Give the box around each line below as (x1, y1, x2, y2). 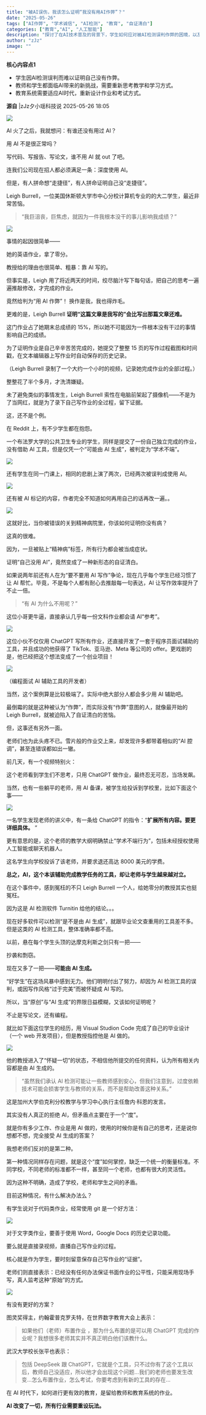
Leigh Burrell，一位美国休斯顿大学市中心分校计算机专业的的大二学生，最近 (6, 192, 194, 200)
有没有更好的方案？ (6, 1300, 55, 1308)
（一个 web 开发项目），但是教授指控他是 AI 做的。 (6, 1032, 134, 1039)
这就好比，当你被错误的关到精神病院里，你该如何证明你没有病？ (6, 519, 167, 526)
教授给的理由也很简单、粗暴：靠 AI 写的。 (6, 263, 112, 271)
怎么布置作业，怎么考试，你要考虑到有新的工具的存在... (31, 1376, 170, 1383)
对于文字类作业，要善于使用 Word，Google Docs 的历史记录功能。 (6, 1229, 174, 1236)
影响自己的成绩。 (6, 331, 50, 338)
